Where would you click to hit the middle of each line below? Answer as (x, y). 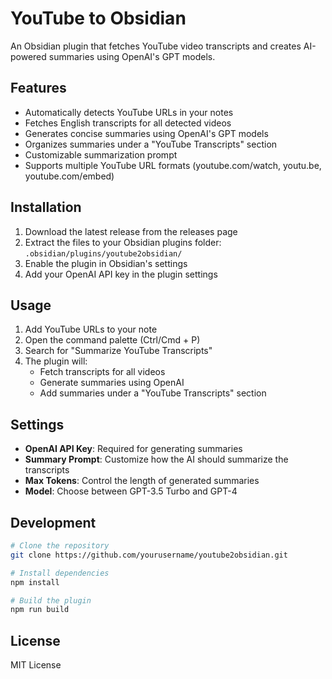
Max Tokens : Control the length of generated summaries (142, 481)
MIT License (36, 665)
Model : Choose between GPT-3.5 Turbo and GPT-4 (131, 491)
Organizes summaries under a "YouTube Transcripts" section (151, 144)
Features (38, 88)
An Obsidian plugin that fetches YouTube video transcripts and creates (156, 46)
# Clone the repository (60, 546)
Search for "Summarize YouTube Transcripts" (118, 351)
